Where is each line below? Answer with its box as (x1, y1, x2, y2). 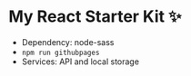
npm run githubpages (21, 48, 100, 57)
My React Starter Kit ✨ (8, 6, 182, 27)
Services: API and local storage (21, 56, 140, 67)
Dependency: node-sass (21, 36, 115, 47)
